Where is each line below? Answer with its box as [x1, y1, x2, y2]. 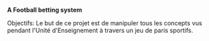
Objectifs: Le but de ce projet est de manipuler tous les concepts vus [7, 19, 203, 27]
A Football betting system [7, 6, 82, 14]
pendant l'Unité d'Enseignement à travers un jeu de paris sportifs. [7, 27, 194, 34]
